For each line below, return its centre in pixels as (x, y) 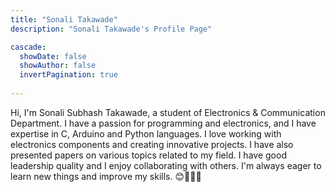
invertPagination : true (68, 75)
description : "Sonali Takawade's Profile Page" (111, 29)
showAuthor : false (58, 66)
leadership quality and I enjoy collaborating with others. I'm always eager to (166, 165)
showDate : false (53, 56)
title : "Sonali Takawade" (64, 19)
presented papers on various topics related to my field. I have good (148, 155)
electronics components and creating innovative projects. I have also (152, 144)
